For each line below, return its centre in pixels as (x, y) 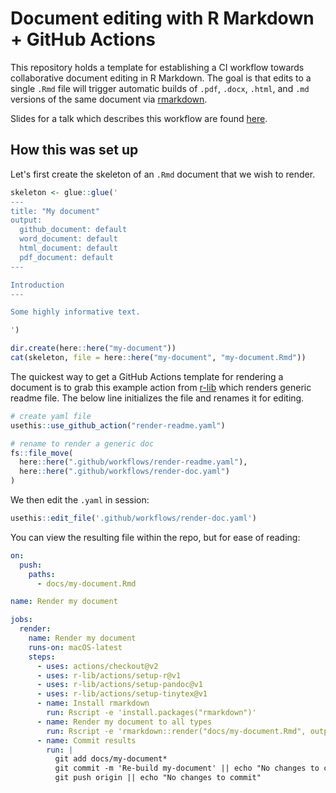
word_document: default (68, 239)
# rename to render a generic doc (82, 443)
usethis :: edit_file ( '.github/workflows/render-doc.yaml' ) (133, 518)
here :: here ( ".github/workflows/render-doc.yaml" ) (124, 472)
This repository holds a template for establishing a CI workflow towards (157, 67)
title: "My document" (55, 211)
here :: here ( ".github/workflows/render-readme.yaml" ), (133, 462)
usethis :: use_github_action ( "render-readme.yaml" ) (118, 425)
